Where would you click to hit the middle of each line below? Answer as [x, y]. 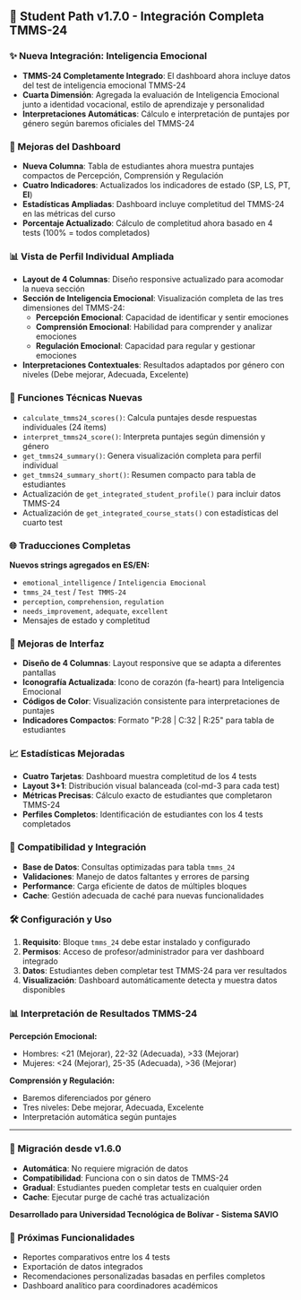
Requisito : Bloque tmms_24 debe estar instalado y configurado [136, 942]
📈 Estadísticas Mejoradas [67, 754]
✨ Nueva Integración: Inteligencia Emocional [108, 56]
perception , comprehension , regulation [93, 601]
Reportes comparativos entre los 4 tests [96, 1257]
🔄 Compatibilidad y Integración [78, 847]
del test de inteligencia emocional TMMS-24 [104, 85]
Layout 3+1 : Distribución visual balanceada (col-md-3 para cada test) [151, 786]
